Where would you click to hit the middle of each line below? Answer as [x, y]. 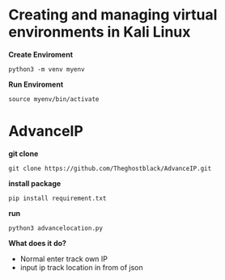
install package [35, 183]
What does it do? [38, 243]
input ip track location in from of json [81, 267]
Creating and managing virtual [113, 15]
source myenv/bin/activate [54, 99]
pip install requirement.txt [57, 198]
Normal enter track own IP [64, 259]
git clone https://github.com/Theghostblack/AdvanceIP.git [110, 168]
